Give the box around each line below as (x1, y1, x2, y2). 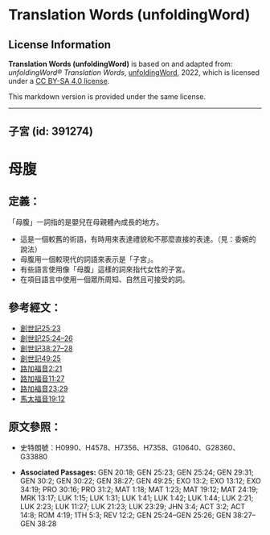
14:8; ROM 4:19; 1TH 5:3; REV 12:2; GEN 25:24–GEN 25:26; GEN (19, 510, 231, 520)
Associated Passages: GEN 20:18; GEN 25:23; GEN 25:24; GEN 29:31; (19, 467, 255, 477)
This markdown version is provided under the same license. (8, 92, 207, 102)
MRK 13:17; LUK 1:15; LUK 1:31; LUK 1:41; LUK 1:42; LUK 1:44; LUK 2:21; (19, 493, 254, 503)
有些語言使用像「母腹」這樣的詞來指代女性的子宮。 (19, 264, 190, 275)
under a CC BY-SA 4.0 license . (8, 77, 110, 85)
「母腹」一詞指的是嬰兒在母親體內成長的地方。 (8, 218, 163, 227)
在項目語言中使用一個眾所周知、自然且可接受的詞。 (19, 275, 190, 284)
